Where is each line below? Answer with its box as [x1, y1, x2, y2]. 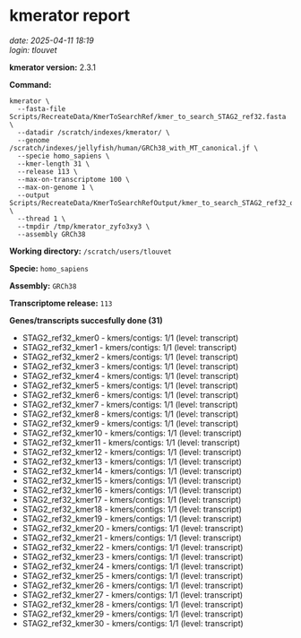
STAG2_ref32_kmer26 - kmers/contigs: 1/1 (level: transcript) [21, 580, 244, 591]
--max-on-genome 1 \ [17, 183, 94, 192]
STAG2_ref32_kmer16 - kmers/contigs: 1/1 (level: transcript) [21, 485, 242, 496]
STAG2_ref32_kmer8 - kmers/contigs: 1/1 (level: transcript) [21, 409, 239, 419]
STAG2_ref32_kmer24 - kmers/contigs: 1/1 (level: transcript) [21, 561, 244, 572]
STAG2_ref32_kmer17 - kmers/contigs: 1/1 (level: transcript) [21, 494, 242, 504]
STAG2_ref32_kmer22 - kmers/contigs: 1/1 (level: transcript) [21, 541, 244, 552]
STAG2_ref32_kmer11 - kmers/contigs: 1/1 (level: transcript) [21, 436, 240, 448]
